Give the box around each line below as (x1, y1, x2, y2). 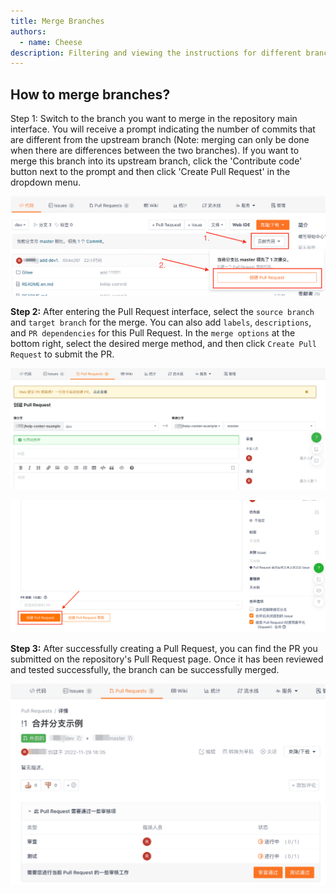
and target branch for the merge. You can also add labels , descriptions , (10, 316, 312, 329)
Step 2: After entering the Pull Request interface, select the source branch (10, 306, 315, 318)
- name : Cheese (19, 37, 83, 47)
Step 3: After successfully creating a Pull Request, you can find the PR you (10, 642, 318, 654)
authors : (10, 26, 47, 37)
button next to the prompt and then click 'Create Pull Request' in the (10, 166, 291, 178)
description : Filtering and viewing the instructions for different (10, 48, 302, 58)
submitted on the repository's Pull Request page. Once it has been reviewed (10, 653, 324, 665)
